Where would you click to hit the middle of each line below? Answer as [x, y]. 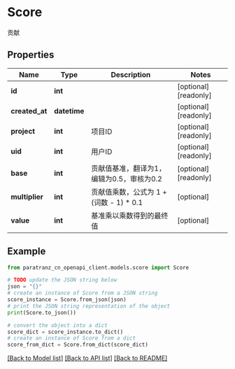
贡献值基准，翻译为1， [128, 168]
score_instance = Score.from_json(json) [67, 300]
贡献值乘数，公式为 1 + [129, 192]
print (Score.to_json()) [42, 312]
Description [131, 74]
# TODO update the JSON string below [62, 280]
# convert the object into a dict [58, 325]
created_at [29, 111]
